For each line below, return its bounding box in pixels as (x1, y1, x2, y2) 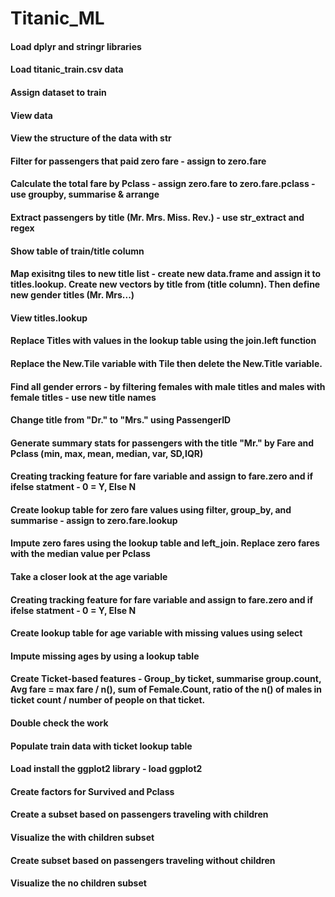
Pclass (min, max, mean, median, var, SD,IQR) (10, 447, 204, 459)
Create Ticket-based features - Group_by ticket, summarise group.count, (10, 673, 322, 685)
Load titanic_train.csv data (10, 63, 124, 76)
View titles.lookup (10, 312, 88, 324)
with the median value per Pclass (10, 548, 151, 560)
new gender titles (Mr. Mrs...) (10, 289, 135, 301)
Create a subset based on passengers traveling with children (10, 808, 269, 821)
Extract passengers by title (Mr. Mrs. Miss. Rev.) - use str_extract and (10, 211, 305, 223)
